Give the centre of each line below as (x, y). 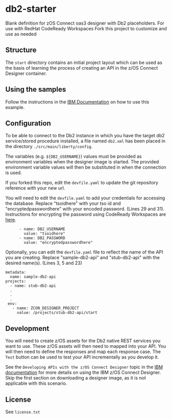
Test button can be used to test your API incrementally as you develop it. (82, 357)
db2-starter (31, 9)
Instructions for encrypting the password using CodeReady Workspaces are (86, 214)
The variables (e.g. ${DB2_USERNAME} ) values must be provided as (74, 156)
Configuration (28, 123)
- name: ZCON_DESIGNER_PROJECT (46, 308)
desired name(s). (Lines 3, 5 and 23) (44, 263)
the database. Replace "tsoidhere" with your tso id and (63, 203)
